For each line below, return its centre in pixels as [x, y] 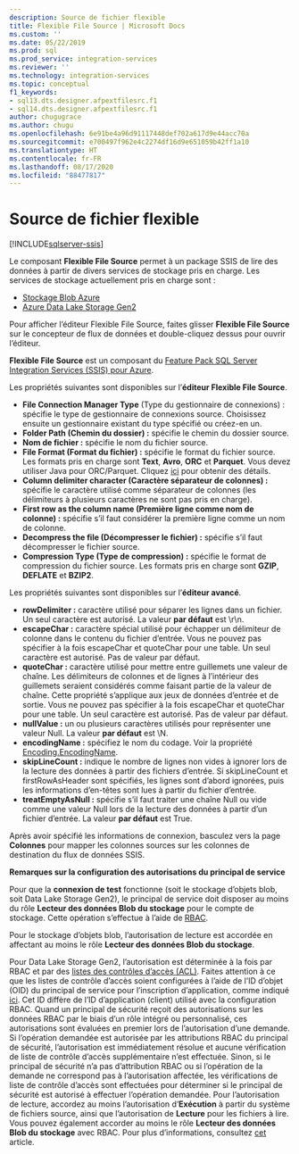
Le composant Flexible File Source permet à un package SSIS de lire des [144, 262]
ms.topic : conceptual [50, 84]
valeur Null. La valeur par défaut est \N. [95, 734]
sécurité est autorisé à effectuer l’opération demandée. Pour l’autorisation [144, 1095]
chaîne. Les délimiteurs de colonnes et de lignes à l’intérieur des [140, 677]
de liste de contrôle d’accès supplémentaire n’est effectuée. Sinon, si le [140, 1057]
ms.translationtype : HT [54, 150]
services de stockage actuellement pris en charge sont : [112, 280]
